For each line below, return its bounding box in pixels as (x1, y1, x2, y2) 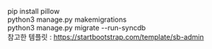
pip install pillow (7, 7, 60, 16)
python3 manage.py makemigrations (7, 15, 127, 24)
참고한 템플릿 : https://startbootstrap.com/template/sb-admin (7, 33, 204, 41)
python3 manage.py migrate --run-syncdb (7, 23, 146, 32)
